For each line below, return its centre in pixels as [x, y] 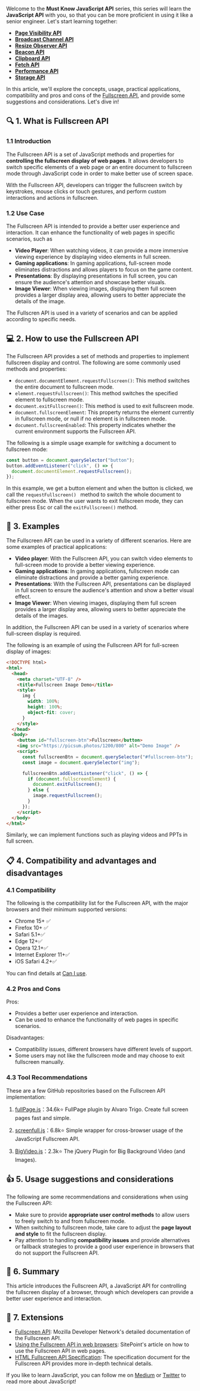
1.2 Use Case [25, 213]
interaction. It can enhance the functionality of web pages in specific [90, 232]
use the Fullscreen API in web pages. [60, 1351]
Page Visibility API [38, 33]
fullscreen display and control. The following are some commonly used [93, 362]
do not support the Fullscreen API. [57, 1253]
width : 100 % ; [44, 701]
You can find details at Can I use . [47, 974]
